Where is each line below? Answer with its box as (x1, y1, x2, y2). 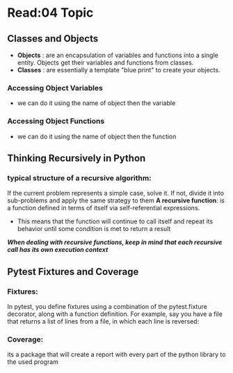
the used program (7, 358, 59, 366)
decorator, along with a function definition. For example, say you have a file (7, 310, 223, 318)
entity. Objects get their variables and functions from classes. (17, 58, 194, 67)
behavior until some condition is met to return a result (17, 225, 171, 233)
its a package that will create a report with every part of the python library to (7, 350, 226, 359)
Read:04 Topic (7, 5, 94, 21)
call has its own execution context (7, 246, 109, 254)
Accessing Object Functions (7, 116, 105, 126)
